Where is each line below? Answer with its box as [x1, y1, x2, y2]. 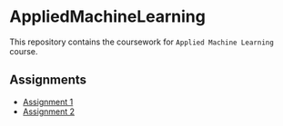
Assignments [9, 73, 87, 88]
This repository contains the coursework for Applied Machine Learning [9, 36, 275, 47]
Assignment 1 [22, 96, 74, 107]
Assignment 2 [22, 106, 76, 117]
